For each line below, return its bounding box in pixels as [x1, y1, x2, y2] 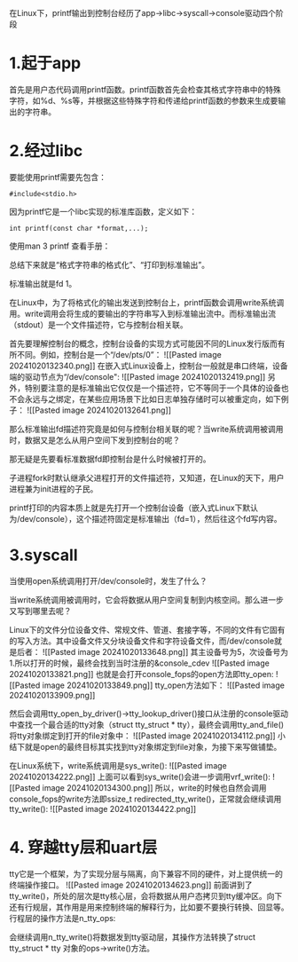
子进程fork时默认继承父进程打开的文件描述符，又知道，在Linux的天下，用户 [9, 472, 285, 483]
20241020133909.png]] [9, 690, 96, 700]
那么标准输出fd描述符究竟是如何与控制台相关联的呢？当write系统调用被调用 [9, 423, 284, 434]
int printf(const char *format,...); [9, 224, 149, 233]
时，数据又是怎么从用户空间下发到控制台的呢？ [9, 434, 180, 446]
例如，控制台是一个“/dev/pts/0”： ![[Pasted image [39, 349, 222, 359]
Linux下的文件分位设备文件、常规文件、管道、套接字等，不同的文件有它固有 [9, 624, 286, 635]
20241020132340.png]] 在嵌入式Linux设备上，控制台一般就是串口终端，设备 [9, 360, 288, 371]
